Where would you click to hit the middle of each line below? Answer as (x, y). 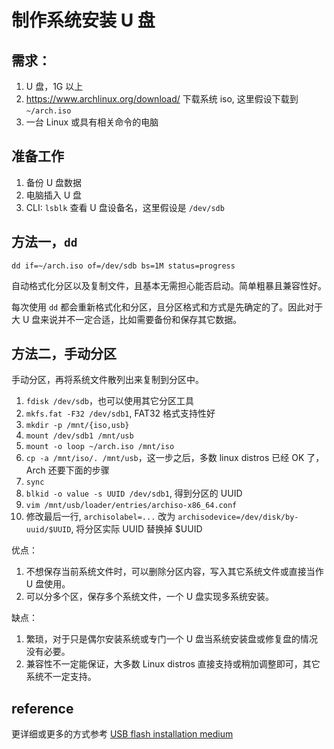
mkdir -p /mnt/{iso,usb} (77, 426)
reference (42, 708)
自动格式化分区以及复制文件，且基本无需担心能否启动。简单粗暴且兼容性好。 (169, 285)
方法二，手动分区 (64, 354)
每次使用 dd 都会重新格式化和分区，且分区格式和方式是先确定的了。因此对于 (167, 307)
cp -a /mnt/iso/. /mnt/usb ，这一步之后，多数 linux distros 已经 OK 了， (175, 458)
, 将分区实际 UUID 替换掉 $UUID (136, 529)
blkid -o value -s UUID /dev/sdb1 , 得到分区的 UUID (134, 493)
